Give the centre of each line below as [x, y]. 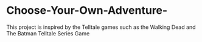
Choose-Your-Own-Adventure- [87, 10]
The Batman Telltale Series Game [48, 33]
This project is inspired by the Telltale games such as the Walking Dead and [101, 27]
